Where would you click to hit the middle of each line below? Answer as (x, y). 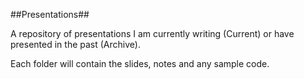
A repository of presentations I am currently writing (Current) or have (152, 33)
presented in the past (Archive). (75, 44)
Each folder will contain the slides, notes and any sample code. (140, 63)
